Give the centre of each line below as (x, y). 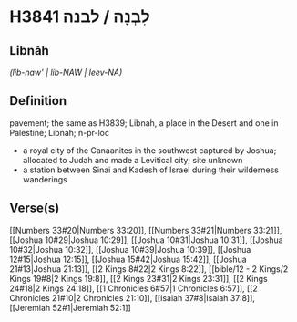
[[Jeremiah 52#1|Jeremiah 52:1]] (71, 307)
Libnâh (30, 51)
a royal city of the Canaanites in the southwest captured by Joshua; (149, 150)
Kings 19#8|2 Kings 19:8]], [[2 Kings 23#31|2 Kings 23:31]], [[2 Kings (138, 278)
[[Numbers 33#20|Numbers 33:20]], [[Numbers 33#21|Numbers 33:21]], (146, 230)
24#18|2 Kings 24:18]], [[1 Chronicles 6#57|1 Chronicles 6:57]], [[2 (133, 288)
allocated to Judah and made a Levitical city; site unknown (133, 160)
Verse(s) (35, 208)
